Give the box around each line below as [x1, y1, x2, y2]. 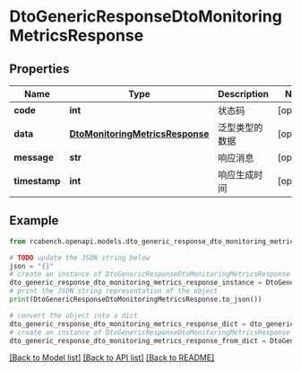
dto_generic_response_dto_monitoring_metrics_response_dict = [9, 319, 246, 329]
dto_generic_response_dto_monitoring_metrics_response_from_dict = [9, 336, 267, 345]
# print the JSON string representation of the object [9, 287, 219, 296]
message [13, 151, 54, 163]
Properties [9, 61, 70, 76]
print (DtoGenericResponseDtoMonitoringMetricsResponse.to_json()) [9, 295, 262, 305]
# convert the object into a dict [9, 311, 139, 320]
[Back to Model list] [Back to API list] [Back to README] [9, 352, 215, 363]
